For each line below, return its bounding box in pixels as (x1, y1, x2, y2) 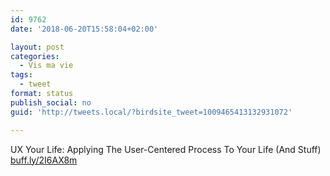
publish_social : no (10, 97, 92, 108)
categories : (10, 51, 60, 61)
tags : (10, 70, 33, 80)
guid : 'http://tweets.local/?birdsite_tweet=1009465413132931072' (10, 107, 293, 117)
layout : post (10, 42, 65, 52)
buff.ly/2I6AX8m (10, 154, 78, 166)
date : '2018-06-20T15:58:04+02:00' (10, 24, 159, 34)
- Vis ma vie (19, 61, 74, 71)
